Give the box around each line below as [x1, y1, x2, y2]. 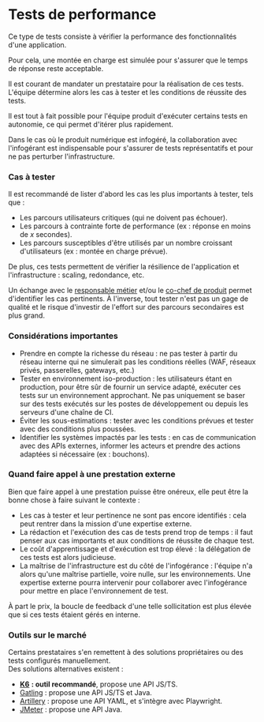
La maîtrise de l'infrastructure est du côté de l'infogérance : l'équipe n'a [19, 561, 253, 570]
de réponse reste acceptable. [8, 63, 104, 73]
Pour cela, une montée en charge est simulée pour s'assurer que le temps [8, 55, 248, 65]
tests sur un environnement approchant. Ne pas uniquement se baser [19, 390, 246, 400]
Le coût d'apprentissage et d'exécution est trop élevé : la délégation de [19, 543, 251, 554]
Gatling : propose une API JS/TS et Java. [19, 688, 152, 698]
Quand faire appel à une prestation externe [8, 468, 176, 479]
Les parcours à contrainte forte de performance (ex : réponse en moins [19, 221, 251, 231]
